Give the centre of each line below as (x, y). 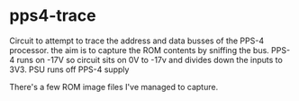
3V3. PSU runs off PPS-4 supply (69, 69)
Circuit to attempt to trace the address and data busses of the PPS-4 (136, 41)
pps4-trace (53, 16)
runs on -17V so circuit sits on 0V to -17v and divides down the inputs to (150, 60)
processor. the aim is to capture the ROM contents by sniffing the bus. (140, 50)
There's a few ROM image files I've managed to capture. (114, 87)
